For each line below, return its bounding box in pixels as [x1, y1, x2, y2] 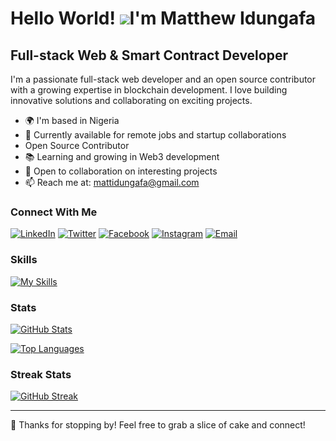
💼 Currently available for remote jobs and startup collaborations [24, 129, 287, 141]
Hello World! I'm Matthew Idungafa [10, 7, 317, 30]
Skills [10, 253, 38, 267]
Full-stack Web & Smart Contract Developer [10, 47, 288, 64]
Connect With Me [10, 205, 98, 219]
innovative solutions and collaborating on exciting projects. [10, 95, 253, 106]
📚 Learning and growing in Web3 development [24, 151, 220, 162]
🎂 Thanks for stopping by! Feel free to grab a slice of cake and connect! [10, 419, 306, 431]
